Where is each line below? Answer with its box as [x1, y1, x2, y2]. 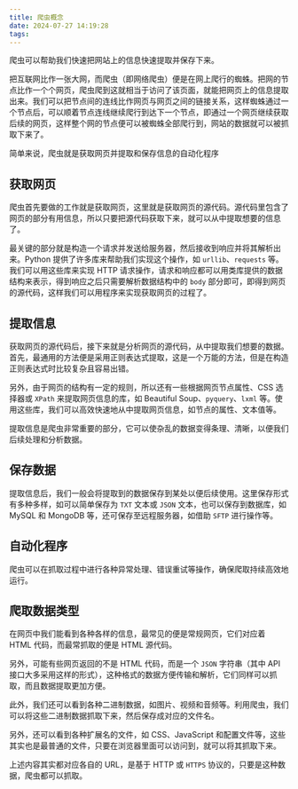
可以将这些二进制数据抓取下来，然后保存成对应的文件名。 [9, 711, 219, 722]
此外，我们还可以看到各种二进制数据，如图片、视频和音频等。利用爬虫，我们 [9, 699, 289, 710]
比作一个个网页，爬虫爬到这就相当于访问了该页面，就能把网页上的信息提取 [16, 85, 289, 96]
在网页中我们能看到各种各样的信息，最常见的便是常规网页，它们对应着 [9, 628, 266, 639]
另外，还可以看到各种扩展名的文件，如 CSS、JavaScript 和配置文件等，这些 [9, 730, 286, 740]
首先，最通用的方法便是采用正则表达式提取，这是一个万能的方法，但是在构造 [9, 352, 289, 362]
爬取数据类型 [9, 604, 80, 619]
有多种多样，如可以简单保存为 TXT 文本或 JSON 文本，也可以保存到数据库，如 [9, 499, 286, 509]
